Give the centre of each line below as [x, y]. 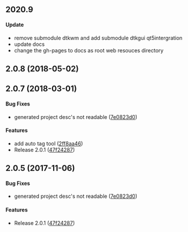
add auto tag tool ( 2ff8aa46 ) [48, 143]
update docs [29, 44]
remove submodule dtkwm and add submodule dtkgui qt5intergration [98, 38]
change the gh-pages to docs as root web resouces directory [89, 50]
